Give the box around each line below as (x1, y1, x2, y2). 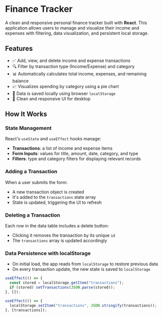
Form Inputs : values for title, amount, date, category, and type (12, 151, 138, 157)
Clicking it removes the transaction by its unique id (12, 232, 115, 238)
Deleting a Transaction (5, 212, 60, 219)
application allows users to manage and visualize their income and (5, 25, 139, 31)
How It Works (5, 110, 48, 119)
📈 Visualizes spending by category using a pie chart (12, 83, 119, 89)
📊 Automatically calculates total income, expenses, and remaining (12, 70, 147, 77)
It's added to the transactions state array (12, 194, 96, 200)
